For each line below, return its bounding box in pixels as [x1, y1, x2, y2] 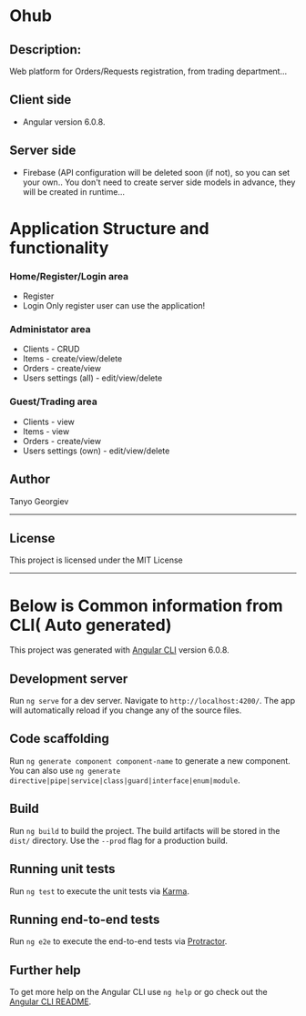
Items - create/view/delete [22, 353, 123, 364]
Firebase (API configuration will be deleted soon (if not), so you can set [22, 167, 291, 178]
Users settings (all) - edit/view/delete [22, 372, 163, 383]
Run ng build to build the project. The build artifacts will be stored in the [9, 825, 280, 836]
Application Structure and [9, 218, 209, 239]
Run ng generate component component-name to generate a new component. [9, 755, 291, 766]
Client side [9, 92, 72, 107]
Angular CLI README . [9, 996, 92, 1007]
